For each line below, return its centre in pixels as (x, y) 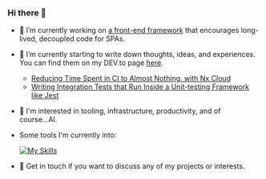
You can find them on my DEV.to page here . (91, 63)
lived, (28, 39)
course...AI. (38, 120)
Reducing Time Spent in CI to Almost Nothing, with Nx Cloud (131, 79)
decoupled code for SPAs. (82, 39)
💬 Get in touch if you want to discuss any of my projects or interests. (132, 166)
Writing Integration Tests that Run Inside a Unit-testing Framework (140, 87)
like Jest (45, 96)
